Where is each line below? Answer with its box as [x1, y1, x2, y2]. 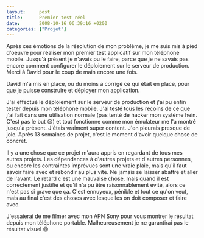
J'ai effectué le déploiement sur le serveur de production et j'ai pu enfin [6, 99, 186, 106]
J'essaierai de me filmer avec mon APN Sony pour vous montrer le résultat [6, 212, 194, 220]
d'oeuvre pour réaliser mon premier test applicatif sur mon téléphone [6, 49, 180, 57]
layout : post [6, 9, 51, 15]
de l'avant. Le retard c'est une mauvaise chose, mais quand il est [6, 175, 169, 183]
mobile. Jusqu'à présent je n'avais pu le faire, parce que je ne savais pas [6, 55, 189, 63]
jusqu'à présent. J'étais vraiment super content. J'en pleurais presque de [6, 124, 191, 131]
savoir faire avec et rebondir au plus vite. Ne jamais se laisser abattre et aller [6, 169, 198, 176]
